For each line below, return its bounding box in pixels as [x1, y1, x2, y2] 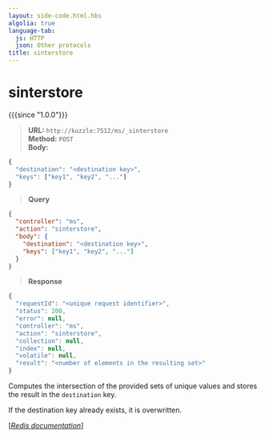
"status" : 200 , [15, 307, 66, 315]
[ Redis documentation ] [8, 421, 84, 431]
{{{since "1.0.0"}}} [8, 110, 68, 119]
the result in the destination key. [8, 390, 117, 400]
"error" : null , [15, 315, 66, 323]
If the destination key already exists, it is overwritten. [8, 405, 183, 415]
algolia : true [8, 19, 56, 27]
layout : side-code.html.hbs [8, 11, 102, 20]
